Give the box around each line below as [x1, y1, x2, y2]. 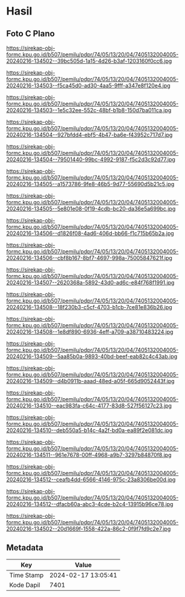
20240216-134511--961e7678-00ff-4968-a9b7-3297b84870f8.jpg [6, 452, 172, 458]
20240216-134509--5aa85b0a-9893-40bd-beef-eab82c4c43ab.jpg [6, 353, 178, 360]
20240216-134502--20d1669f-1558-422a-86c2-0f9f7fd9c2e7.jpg [6, 525, 171, 532]
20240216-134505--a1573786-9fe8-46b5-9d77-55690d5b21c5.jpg [6, 181, 175, 187]
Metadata [6, 542, 44, 553]
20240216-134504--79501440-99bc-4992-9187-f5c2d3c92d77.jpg [6, 156, 175, 163]
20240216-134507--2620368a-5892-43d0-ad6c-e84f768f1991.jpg [6, 279, 175, 286]
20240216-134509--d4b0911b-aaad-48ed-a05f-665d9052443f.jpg [6, 378, 175, 384]
